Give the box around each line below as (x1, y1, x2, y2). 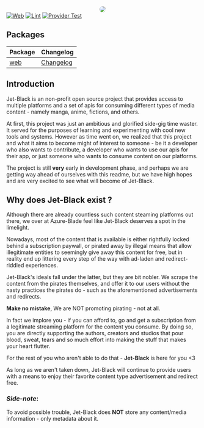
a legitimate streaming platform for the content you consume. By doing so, (6, 323, 194, 330)
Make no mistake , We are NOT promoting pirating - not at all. (6, 305, 161, 312)
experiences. (25, 262, 59, 269)
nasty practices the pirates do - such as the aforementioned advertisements (6, 286, 198, 294)
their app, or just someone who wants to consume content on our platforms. (6, 152, 198, 159)
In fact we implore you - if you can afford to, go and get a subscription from (6, 317, 197, 324)
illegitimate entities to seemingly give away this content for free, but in (6, 248, 183, 256)
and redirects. (6, 293, 42, 300)
